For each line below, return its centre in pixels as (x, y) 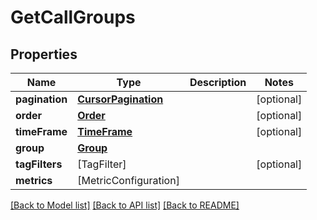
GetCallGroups (73, 17)
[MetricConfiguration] (128, 180)
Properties (44, 54)
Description (218, 82)
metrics (34, 180)
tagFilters (39, 164)
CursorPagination (120, 99)
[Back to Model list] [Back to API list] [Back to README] (125, 205)
